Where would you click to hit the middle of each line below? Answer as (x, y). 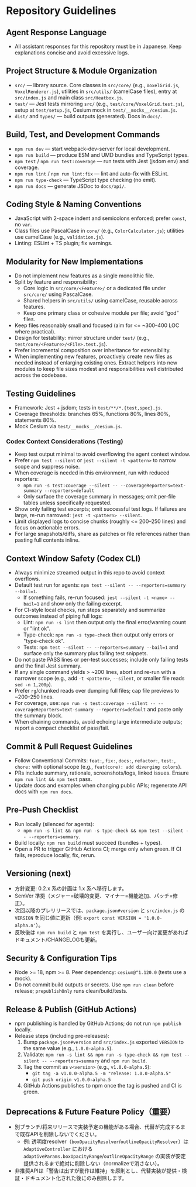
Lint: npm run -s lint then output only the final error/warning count (104, 622)
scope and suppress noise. (47, 467)
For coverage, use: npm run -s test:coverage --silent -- (85, 703)
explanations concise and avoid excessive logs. (72, 53)
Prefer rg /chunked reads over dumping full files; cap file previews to (97, 691)
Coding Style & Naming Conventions (74, 204)
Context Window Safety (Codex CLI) (73, 558)
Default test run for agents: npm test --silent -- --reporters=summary (100, 585)
